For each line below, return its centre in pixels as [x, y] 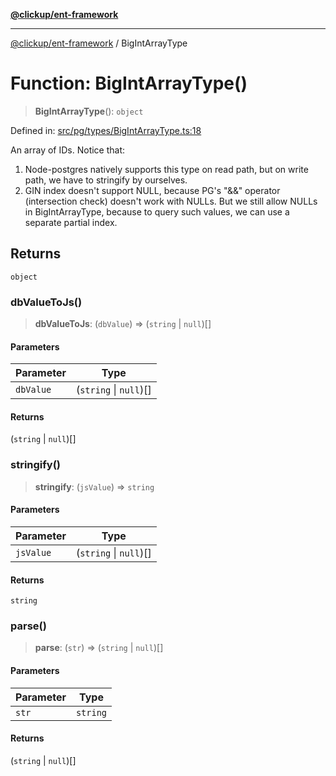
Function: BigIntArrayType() [129, 83]
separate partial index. [71, 222]
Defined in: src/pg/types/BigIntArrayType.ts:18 [106, 130]
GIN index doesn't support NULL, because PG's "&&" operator [152, 190]
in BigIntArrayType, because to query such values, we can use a [157, 211]
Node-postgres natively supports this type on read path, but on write [166, 169]
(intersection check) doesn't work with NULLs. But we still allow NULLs [171, 201]
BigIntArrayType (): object [89, 111]
